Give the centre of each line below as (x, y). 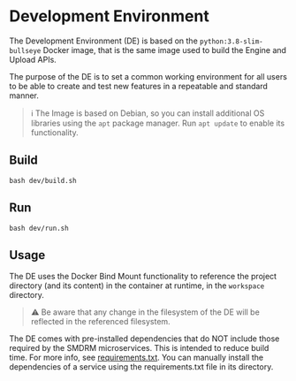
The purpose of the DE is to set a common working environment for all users (148, 76)
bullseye (25, 50)
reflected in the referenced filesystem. (100, 322)
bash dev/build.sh (43, 180)
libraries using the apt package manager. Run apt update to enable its (158, 123)
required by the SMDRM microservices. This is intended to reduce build (139, 348)
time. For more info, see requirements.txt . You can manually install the (136, 358)
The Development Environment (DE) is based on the (104, 41)
